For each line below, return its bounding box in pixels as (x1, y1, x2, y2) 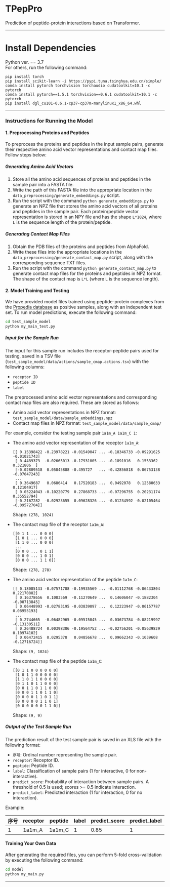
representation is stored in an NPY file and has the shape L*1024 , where (12, 214, 162, 220)
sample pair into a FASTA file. (12, 181, 74, 187)
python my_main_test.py (5, 324, 56, 329)
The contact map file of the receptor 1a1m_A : (12, 521, 105, 527)
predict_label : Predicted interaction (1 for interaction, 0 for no (12, 789, 143, 795)
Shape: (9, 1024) (12, 648, 50, 654)
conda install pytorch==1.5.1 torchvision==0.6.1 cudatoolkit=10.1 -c (5, 92, 157, 97)
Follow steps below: (5, 152, 47, 157)
